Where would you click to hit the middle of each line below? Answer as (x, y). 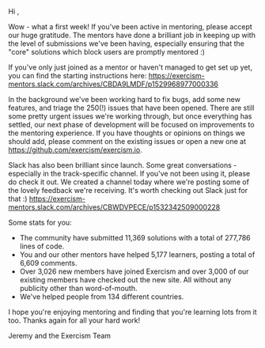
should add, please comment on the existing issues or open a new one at (127, 141)
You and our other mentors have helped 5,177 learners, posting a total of (137, 255)
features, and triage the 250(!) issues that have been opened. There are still (131, 108)
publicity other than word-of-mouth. (78, 288)
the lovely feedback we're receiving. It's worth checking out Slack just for (128, 190)
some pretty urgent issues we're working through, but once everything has (130, 116)
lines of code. (42, 246)
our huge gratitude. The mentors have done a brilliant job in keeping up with (132, 35)
